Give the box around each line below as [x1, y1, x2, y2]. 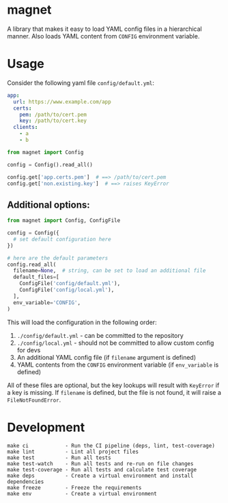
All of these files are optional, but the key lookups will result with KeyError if [7, 381, 220, 389]
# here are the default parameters [7, 254, 109, 262]
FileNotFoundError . [7, 395, 61, 404]
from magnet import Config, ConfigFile [7, 217, 121, 224]
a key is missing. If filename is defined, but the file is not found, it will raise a [7, 388, 222, 396]
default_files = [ [13, 273, 59, 281]
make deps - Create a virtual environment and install [7, 472, 194, 479]
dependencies [7, 478, 44, 485]
